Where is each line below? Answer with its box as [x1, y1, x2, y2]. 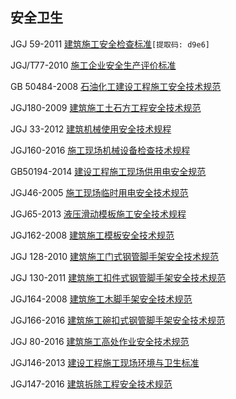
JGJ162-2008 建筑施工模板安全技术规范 [10, 229, 175, 241]
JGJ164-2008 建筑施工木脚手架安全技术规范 [10, 293, 193, 305]
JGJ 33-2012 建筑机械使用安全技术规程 [10, 123, 172, 135]
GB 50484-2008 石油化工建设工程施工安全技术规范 [10, 80, 222, 92]
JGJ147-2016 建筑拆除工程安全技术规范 [10, 378, 173, 390]
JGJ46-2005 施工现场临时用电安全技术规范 [10, 186, 189, 198]
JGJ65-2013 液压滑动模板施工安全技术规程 [10, 208, 187, 220]
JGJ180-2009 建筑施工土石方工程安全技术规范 [10, 101, 202, 113]
